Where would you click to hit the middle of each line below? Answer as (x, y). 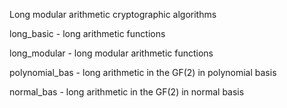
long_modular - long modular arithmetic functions (111, 53)
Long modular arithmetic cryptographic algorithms (113, 14)
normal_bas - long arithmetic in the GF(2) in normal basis (127, 92)
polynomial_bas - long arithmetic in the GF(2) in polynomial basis (143, 72)
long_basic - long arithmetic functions (87, 33)
